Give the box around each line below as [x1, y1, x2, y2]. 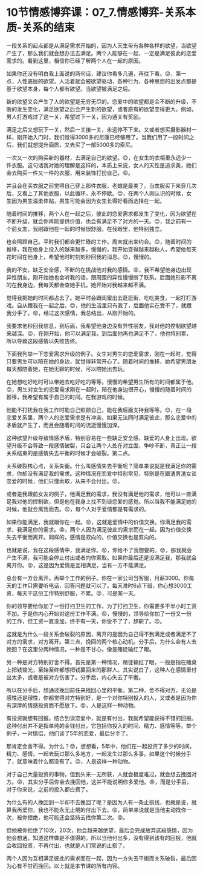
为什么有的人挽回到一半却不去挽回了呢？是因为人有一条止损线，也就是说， [6, 798, 192, 806]
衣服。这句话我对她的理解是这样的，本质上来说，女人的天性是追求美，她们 [11, 161, 197, 168]
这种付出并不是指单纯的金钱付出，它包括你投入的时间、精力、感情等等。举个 [6, 722, 197, 729]
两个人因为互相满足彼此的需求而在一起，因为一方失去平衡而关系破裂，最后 [6, 854, 192, 862]
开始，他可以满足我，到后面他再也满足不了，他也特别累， [48, 330, 192, 337]
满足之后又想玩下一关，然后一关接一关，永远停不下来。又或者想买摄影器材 [6, 125, 192, 133]
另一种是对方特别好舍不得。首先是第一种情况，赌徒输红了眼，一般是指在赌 [6, 658, 192, 665]
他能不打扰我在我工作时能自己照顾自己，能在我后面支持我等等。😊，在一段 [6, 406, 192, 413]
